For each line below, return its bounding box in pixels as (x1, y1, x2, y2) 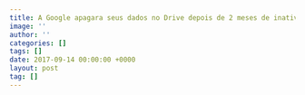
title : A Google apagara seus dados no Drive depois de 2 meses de (9, 13, 271, 23)
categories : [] (9, 38, 67, 48)
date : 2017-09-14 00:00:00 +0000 (9, 55, 136, 64)
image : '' (9, 22, 47, 31)
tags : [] (9, 47, 43, 56)
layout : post (9, 64, 59, 73)
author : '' (9, 30, 51, 39)
